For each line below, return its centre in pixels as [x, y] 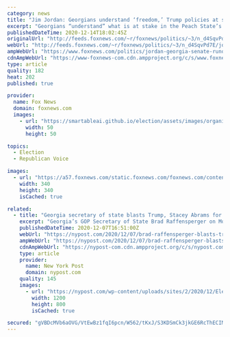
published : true [30, 83]
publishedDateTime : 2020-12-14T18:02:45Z [67, 32]
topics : [18, 146]
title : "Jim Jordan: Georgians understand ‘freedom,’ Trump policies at [113, 20]
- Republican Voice [41, 159]
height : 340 [36, 190]
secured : [20, 323]
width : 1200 [49, 298]
